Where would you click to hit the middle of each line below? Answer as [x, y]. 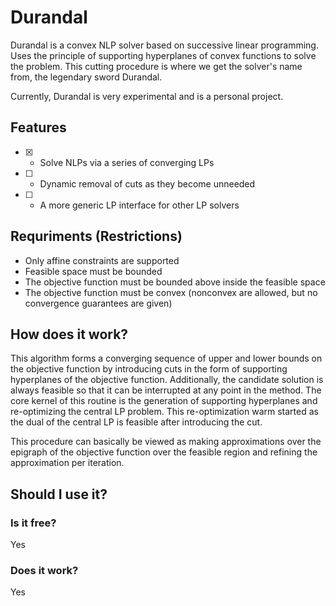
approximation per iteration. [67, 463]
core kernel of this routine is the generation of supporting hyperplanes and [164, 401]
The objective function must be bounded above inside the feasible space [175, 282]
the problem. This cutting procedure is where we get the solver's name [156, 66]
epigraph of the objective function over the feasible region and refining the [164, 452]
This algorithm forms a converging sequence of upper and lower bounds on [166, 358]
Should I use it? [59, 494]
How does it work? [69, 334]
